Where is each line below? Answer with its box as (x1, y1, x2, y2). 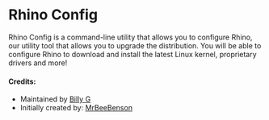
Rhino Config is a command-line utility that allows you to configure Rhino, (8, 32, 253, 42)
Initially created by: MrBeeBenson (19, 103, 133, 113)
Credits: (8, 77, 36, 86)
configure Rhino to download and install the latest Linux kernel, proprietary (8, 49, 257, 59)
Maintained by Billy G (19, 94, 91, 104)
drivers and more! (8, 58, 68, 68)
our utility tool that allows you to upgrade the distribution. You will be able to (8, 40, 262, 50)
